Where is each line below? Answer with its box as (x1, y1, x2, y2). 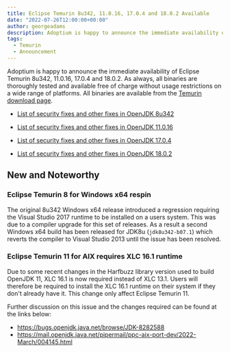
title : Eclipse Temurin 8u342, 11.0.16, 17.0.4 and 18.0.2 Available (7, 10, 210, 17)
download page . (7, 96, 53, 104)
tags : (7, 36, 23, 43)
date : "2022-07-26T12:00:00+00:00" (7, 16, 109, 23)
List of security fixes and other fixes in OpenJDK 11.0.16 (16, 123, 173, 131)
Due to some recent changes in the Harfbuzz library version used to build (7, 267, 214, 275)
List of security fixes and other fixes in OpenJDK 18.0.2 (16, 149, 172, 158)
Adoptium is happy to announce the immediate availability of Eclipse (7, 67, 200, 75)
